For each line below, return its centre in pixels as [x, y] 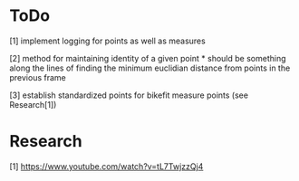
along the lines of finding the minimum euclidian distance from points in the [150, 68]
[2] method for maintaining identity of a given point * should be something [148, 58]
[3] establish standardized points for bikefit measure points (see [129, 95]
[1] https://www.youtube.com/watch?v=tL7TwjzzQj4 [106, 166]
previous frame [38, 77]
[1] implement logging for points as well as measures [107, 41]
